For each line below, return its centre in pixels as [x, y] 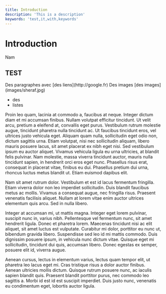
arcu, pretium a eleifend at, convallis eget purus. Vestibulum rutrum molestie [83, 125]
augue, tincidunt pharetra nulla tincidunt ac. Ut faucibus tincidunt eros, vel [81, 131]
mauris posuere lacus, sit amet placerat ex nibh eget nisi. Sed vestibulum [80, 147]
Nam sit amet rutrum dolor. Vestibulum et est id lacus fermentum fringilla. [80, 182]
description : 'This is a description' [45, 14]
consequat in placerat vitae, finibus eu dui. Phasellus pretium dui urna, [77, 167]
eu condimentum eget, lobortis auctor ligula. [50, 286]
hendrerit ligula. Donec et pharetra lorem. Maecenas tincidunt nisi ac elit [79, 223]
